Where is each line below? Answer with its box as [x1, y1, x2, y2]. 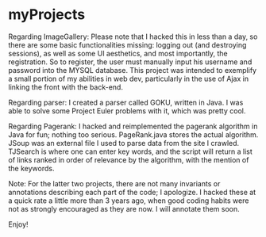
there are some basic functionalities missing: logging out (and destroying [8, 40, 247, 49]
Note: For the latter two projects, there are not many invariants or [8, 178, 221, 188]
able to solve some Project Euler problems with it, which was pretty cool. [8, 105, 246, 116]
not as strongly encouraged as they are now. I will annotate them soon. [8, 204, 240, 213]
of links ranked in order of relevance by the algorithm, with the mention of [8, 155, 249, 164]
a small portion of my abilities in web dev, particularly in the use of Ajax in [8, 74, 249, 83]
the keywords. [8, 163, 55, 173]
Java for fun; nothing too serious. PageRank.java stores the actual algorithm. [8, 129, 259, 140]
